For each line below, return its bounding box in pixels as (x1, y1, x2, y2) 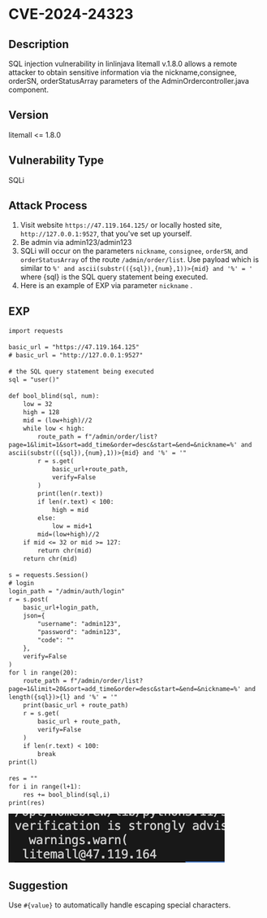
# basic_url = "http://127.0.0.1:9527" (8, 352, 144, 360)
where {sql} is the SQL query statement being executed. (19, 272, 209, 282)
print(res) (8, 799, 45, 807)
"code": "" (37, 636, 75, 645)
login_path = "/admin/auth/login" (8, 588, 126, 596)
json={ (23, 612, 45, 620)
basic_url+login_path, (23, 604, 100, 612)
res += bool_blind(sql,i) (23, 791, 111, 799)
